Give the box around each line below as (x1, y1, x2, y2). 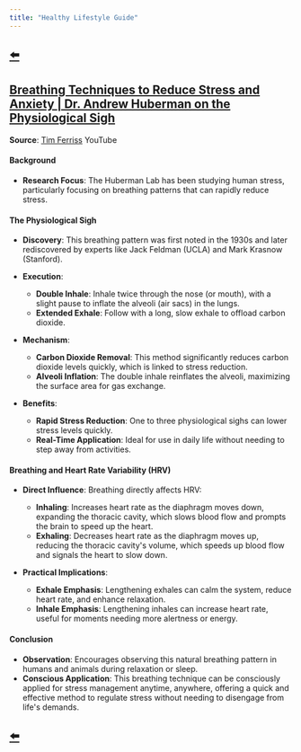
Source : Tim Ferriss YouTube (9, 134, 118, 145)
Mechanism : (22, 334, 70, 346)
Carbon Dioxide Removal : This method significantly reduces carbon (35, 352, 289, 363)
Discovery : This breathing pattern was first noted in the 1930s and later (22, 234, 288, 245)
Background (9, 155, 57, 166)
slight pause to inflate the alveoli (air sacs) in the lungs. (35, 298, 240, 309)
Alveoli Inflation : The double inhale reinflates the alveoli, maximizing (35, 371, 290, 382)
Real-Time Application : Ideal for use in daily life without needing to (35, 435, 285, 446)
